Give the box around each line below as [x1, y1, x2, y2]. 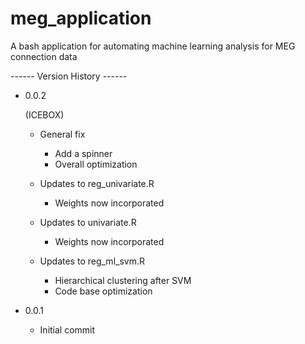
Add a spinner [54, 147, 113, 159]
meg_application [10, 7, 152, 30]
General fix [39, 128, 86, 140]
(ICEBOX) [24, 108, 65, 121]
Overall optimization [54, 158, 138, 170]
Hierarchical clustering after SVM [54, 274, 192, 286]
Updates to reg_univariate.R [39, 177, 155, 189]
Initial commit [39, 323, 96, 336]
